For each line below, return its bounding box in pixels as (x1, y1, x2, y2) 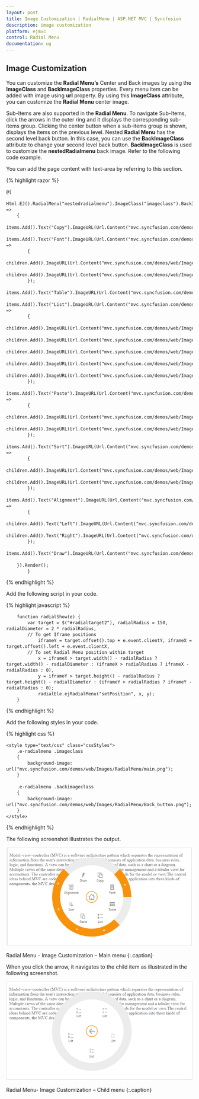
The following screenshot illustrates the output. (6, 835, 121, 842)
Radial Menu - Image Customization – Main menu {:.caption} (6, 951, 153, 959)
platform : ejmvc (6, 28, 46, 34)
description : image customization (6, 22, 92, 28)
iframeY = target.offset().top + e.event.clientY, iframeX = (37, 637, 192, 643)
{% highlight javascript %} (6, 602, 70, 609)
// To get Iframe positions (27, 631, 97, 637)
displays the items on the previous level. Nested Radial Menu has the (6, 128, 175, 136)
